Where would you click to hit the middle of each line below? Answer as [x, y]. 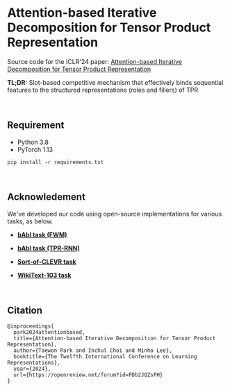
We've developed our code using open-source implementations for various [115, 214]
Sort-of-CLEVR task [47, 262]
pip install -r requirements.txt [56, 162]
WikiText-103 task [44, 275]
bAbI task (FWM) [42, 234]
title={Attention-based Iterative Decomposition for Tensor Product [115, 339]
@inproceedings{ [31, 326]
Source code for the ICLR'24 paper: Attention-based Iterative [95, 61]
